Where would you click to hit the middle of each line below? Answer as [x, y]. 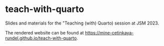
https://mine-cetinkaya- [109, 32]
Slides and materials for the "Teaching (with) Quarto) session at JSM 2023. [82, 23]
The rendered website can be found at [45, 32]
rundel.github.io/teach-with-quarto [41, 38]
